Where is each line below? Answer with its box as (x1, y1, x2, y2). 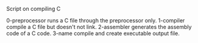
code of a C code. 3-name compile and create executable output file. (6, 30, 180, 37)
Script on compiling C (6, 5, 61, 12)
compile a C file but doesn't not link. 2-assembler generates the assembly (6, 24, 192, 30)
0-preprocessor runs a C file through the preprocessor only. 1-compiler (6, 17, 185, 24)
